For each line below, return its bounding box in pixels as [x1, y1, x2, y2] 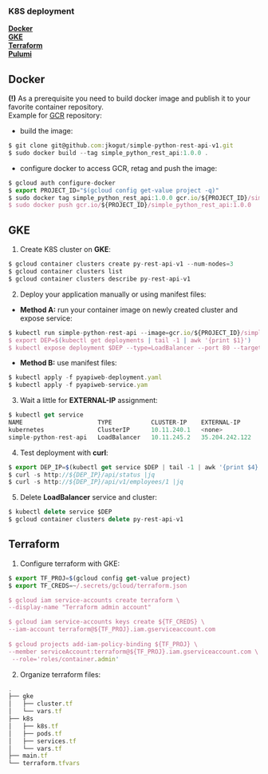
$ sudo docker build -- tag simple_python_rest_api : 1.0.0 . [8, 149, 209, 157]
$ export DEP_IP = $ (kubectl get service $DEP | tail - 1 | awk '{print [8, 463, 245, 471]
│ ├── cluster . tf [8, 700, 73, 708]
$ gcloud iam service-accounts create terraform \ [8, 596, 180, 604]
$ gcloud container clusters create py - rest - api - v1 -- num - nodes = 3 [8, 260, 234, 269]
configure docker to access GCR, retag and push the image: [19, 163, 218, 173]
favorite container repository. [8, 102, 104, 112]
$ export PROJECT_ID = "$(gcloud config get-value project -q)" [8, 186, 219, 194]
